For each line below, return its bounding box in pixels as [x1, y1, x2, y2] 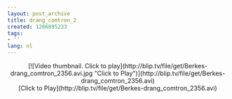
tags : [7, 29, 23, 37]
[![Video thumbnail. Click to [27, 62, 107, 70]
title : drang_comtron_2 [7, 17, 77, 24]
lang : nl [7, 43, 33, 49]
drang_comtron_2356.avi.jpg [10, 69, 93, 77]
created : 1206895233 [7, 23, 68, 30]
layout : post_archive [7, 10, 71, 17]
